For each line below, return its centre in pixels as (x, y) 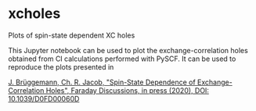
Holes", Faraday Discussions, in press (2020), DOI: (128, 90)
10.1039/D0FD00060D (44, 98)
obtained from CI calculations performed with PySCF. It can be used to (122, 59)
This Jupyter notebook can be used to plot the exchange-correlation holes (128, 50)
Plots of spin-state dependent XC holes (72, 35)
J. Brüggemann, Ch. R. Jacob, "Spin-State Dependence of (102, 82)
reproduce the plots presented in (61, 66)
